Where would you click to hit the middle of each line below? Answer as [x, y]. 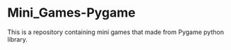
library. [18, 39]
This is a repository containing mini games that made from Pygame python [116, 32]
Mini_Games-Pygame [71, 13]
